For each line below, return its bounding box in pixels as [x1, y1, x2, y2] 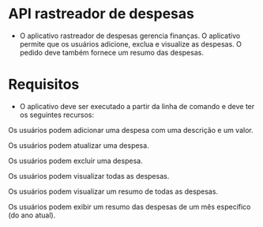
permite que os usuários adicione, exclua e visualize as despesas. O [19, 39, 242, 48]
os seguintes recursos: [19, 110, 95, 119]
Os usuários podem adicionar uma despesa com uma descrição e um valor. [8, 125, 254, 134]
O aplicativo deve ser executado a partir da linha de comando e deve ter [19, 101, 255, 111]
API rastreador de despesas [8, 5, 195, 23]
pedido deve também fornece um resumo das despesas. [19, 47, 204, 57]
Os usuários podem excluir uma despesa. [8, 156, 144, 165]
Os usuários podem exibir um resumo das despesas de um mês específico [8, 202, 251, 211]
